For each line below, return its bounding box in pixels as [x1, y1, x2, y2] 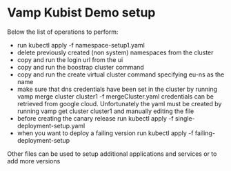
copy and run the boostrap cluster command [17, 63, 145, 71]
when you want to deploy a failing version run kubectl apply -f [17, 129, 194, 137]
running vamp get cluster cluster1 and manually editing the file [17, 107, 194, 115]
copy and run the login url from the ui [17, 55, 123, 63]
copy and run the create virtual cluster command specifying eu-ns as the [17, 70, 225, 79]
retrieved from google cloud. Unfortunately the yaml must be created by [17, 99, 222, 108]
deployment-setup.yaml [17, 121, 86, 130]
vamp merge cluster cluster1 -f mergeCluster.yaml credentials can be [17, 92, 214, 101]
